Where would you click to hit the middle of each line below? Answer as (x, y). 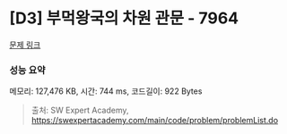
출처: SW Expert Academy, (80, 110)
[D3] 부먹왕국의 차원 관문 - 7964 (124, 18)
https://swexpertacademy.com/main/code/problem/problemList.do (155, 121)
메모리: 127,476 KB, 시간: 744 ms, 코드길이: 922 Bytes (106, 91)
